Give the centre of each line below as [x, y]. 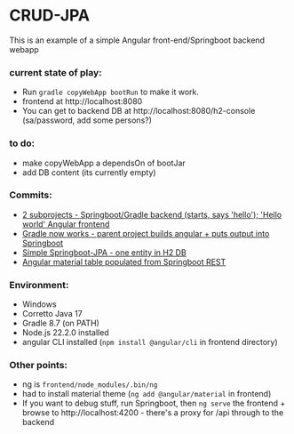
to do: [22, 143]
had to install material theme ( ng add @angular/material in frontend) [147, 394]
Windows [39, 304]
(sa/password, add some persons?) [87, 120]
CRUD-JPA [50, 16]
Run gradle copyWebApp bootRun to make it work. [111, 92]
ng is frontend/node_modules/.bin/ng [90, 384]
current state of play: [56, 72]
